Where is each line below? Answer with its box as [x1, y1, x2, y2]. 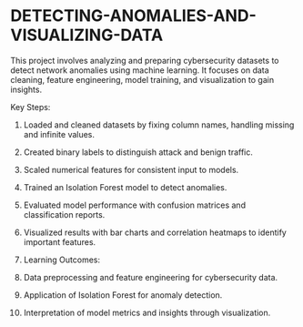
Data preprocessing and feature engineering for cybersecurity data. [23, 271, 278, 282]
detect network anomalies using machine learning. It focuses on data [10, 65, 269, 76]
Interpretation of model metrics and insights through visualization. [23, 307, 271, 318]
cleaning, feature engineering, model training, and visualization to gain [10, 74, 275, 85]
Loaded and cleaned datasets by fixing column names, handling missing [23, 119, 295, 130]
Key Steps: [10, 101, 51, 112]
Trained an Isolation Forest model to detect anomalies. [23, 181, 227, 192]
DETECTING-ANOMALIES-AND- [10, 5, 258, 26]
